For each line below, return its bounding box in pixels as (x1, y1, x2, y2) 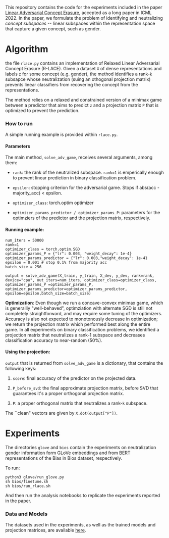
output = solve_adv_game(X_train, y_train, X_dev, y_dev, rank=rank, (5, 273, 155, 278)
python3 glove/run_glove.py (5, 474, 65, 479)
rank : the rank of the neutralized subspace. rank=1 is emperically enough (12, 169, 164, 176)
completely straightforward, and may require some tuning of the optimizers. (5, 310, 162, 316)
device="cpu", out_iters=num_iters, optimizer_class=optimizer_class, (5, 277, 157, 282)
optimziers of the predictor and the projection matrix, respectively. (12, 215, 150, 221)
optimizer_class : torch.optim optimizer (12, 200, 94, 206)
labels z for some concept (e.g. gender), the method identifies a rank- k (5, 71, 152, 77)
